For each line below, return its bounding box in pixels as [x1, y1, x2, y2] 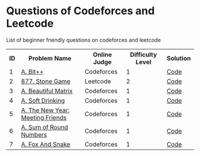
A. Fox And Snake [21, 140, 70, 148]
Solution [166, 54, 191, 62]
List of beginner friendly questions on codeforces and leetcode [6, 36, 161, 43]
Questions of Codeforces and [6, 4, 155, 18]
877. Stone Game [21, 77, 71, 85]
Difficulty [130, 50, 157, 59]
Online [93, 50, 112, 59]
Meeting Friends [21, 113, 67, 122]
